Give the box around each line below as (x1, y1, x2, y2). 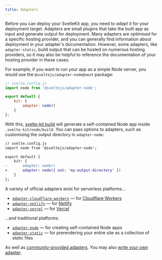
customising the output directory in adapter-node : (5, 131, 104, 137)
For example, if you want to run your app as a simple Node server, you (5, 66, 146, 72)
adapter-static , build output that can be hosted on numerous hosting (5, 46, 145, 52)
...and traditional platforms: (5, 215, 60, 221)
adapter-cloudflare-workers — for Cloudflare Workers (12, 195, 122, 201)
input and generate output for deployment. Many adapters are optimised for (5, 31, 157, 37)
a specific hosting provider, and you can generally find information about (5, 36, 151, 42)
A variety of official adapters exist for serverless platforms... (5, 186, 126, 192)
